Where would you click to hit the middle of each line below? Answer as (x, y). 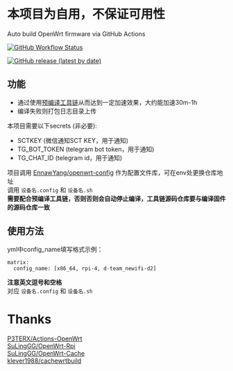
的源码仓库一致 (28, 207)
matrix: (18, 262)
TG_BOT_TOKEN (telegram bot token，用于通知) (86, 149)
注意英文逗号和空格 (35, 282)
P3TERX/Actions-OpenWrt (45, 338)
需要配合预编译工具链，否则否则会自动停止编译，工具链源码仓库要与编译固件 (116, 198)
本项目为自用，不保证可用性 (86, 14)
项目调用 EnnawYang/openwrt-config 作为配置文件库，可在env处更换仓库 (112, 172)
